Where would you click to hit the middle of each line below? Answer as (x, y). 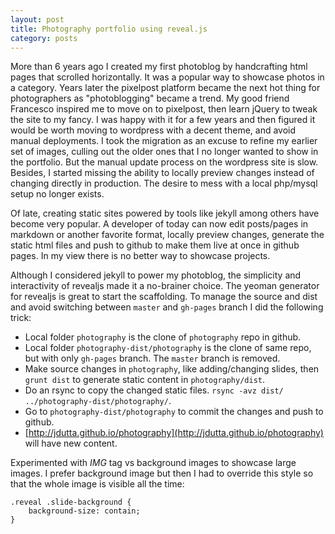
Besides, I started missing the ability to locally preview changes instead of (162, 173)
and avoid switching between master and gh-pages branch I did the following (167, 307)
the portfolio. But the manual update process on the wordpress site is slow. (164, 162)
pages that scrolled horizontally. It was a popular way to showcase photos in (167, 77)
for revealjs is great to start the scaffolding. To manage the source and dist (164, 297)
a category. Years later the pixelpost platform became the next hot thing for (165, 88)
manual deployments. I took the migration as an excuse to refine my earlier (164, 141)
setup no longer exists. (57, 194)
